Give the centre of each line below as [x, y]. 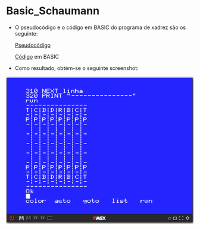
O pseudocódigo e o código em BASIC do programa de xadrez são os [100, 27]
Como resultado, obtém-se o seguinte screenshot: [76, 68]
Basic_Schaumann [53, 11]
